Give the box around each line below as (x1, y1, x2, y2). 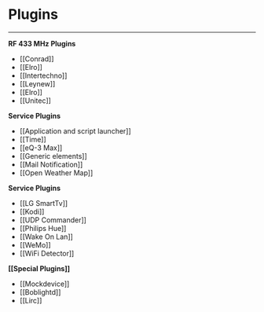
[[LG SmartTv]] (19, 198, 68, 207)
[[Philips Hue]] (19, 223, 67, 233)
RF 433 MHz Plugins (8, 39, 76, 48)
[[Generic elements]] (19, 151, 88, 160)
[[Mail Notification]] (19, 160, 83, 169)
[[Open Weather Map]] (19, 167, 93, 178)
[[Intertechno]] (19, 71, 68, 80)
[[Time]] (19, 134, 47, 144)
